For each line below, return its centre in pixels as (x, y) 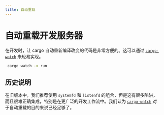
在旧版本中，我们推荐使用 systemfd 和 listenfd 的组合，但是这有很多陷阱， (81, 95)
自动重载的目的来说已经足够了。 (42, 108)
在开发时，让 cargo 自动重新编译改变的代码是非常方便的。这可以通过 (75, 50)
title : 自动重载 (20, 10)
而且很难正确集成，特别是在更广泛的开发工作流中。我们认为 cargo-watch (78, 101)
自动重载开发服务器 (44, 36)
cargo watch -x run (27, 66)
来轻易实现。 (30, 56)
